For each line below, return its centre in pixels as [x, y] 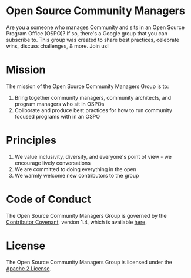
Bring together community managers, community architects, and [93, 97]
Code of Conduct [48, 199]
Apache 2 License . [29, 268]
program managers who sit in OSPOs [59, 104]
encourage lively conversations [53, 163]
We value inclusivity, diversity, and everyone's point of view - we [93, 156]
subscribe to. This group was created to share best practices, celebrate [93, 40]
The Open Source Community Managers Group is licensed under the [89, 262]
